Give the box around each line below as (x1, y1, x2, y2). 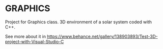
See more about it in (5, 33, 46, 39)
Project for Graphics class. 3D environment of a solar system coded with (5, 19, 152, 25)
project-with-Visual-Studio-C (5, 38, 64, 44)
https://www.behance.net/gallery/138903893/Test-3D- (47, 33, 158, 39)
